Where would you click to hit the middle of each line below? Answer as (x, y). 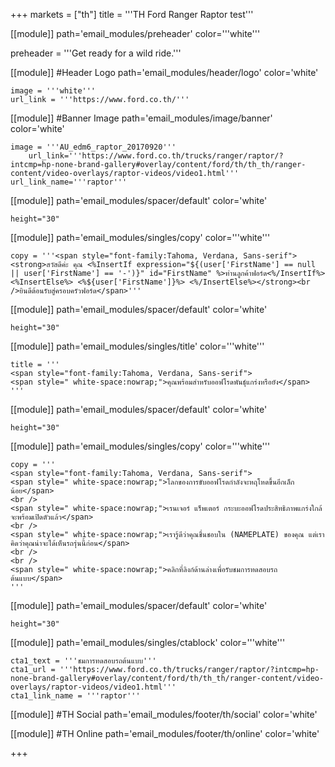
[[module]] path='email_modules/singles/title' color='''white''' (137, 346)
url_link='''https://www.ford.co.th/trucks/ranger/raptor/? (156, 156)
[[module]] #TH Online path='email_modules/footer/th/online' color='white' (165, 733)
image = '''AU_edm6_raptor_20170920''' (93, 147)
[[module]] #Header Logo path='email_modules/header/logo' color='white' (164, 72)
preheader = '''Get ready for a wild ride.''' (96, 53)
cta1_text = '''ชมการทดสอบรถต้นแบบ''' (83, 661)
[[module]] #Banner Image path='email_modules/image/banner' (141, 118)
